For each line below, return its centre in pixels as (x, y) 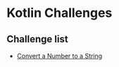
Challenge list (37, 39)
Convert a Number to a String (60, 56)
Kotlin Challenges (60, 13)
